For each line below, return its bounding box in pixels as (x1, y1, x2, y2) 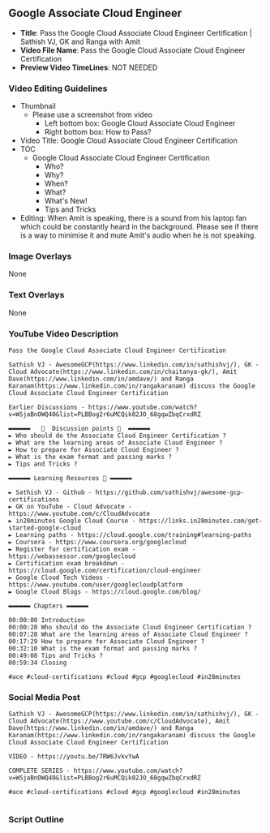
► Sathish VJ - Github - (8, 488, 92, 496)
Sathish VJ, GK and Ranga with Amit (19, 36, 140, 46)
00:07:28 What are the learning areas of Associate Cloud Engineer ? (8, 630, 249, 638)
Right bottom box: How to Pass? (44, 127, 152, 137)
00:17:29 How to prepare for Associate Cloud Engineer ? (8, 638, 205, 646)
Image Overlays (8, 251, 72, 262)
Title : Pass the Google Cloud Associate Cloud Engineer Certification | (19, 28, 253, 37)
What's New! (44, 196, 88, 206)
